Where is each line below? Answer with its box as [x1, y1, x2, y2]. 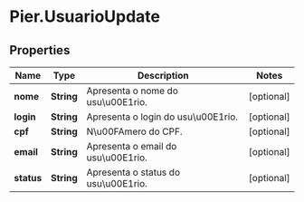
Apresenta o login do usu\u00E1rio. [86, 111, 238, 123]
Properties [9, 43, 71, 58]
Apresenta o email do [86, 140, 177, 152]
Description [137, 70, 189, 82]
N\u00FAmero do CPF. [86, 125, 183, 138]
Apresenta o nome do [86, 84, 179, 97]
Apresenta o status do [86, 166, 181, 178]
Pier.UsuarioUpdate [9, 6, 161, 27]
